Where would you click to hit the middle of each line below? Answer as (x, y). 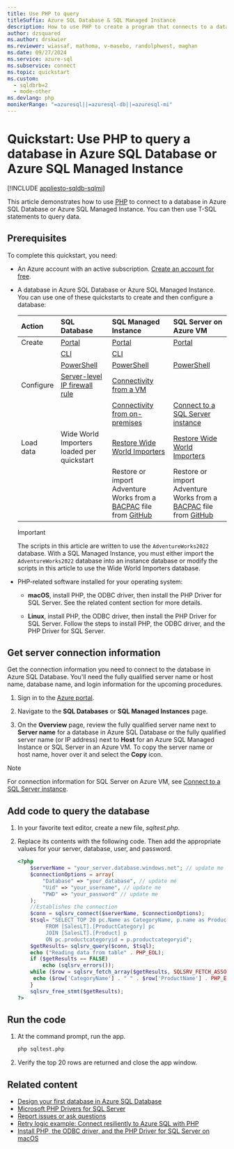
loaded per (78, 451)
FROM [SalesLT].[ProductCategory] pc (100, 926)
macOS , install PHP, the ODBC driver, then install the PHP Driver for (125, 595)
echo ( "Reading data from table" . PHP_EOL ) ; (97, 952)
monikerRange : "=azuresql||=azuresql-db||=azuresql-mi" (90, 105)
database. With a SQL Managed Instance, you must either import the (116, 553)
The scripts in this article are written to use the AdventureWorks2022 (113, 546)
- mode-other (32, 91)
